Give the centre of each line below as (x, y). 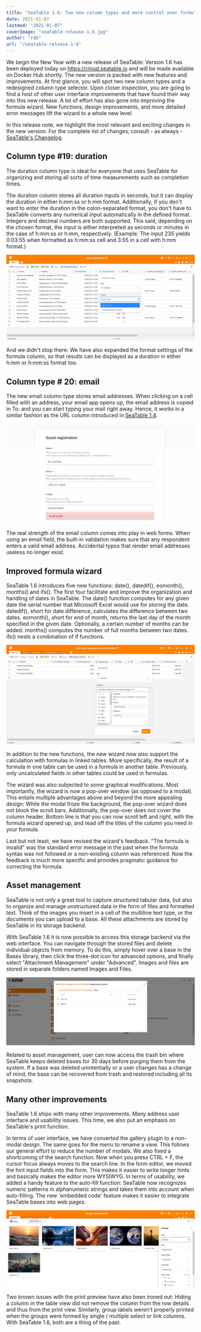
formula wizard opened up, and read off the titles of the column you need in (100, 823)
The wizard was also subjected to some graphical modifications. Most (92, 785)
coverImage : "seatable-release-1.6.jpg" (57, 32)
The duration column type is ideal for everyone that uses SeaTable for (92, 170)
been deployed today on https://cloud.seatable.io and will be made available (100, 68)
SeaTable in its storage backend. (46, 925)
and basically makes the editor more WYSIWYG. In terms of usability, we (95, 1177)
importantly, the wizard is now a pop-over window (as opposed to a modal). (100, 791)
